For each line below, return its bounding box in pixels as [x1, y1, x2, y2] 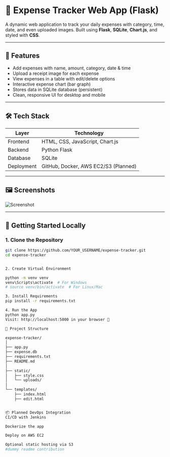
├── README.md [5, 359, 35, 364]
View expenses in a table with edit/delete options [12, 75, 115, 81]
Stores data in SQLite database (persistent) [12, 86, 103, 93]
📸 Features [5, 52, 40, 60]
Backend [8, 146, 29, 153]
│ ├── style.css [5, 373, 44, 378]
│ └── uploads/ [5, 378, 42, 383]
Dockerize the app [5, 424, 44, 429]
